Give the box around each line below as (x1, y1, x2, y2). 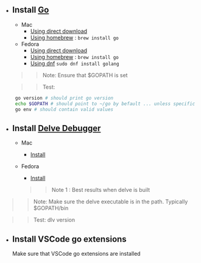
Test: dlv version (33, 216, 75, 224)
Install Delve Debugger (12, 123, 101, 133)
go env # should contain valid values (15, 106, 114, 112)
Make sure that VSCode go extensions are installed (12, 250, 141, 258)
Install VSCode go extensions (12, 234, 127, 244)
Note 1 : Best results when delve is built (51, 186, 150, 194)
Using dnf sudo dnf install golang (30, 60, 120, 67)
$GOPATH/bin (33, 205, 69, 212)
